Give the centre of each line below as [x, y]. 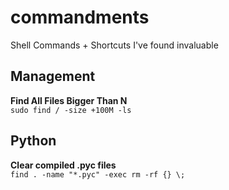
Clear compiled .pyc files [63, 165]
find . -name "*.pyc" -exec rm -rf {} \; [98, 174]
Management [53, 76]
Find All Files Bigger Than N [69, 100]
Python [33, 141]
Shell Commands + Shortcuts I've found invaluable [114, 45]
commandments [80, 17]
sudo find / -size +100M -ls [71, 110]
